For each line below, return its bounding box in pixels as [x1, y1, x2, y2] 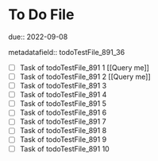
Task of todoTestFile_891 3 [19, 81, 107, 91]
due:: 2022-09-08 [8, 32, 68, 41]
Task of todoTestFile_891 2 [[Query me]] [19, 72, 151, 81]
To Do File [8, 6, 75, 24]
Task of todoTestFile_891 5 [19, 99, 107, 108]
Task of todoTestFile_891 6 [19, 108, 107, 117]
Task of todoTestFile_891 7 [19, 117, 106, 127]
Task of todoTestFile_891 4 [19, 90, 107, 100]
